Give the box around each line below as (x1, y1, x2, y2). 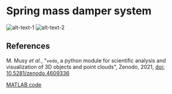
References (6, 41, 50, 51)
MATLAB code (6, 81, 42, 88)
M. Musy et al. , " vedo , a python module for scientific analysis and (6, 57, 166, 64)
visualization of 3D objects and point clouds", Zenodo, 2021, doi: (6, 63, 165, 70)
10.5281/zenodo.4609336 (6, 70, 70, 77)
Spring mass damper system (6, 4, 152, 18)
